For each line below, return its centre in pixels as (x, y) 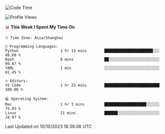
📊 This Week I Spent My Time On (40, 27)
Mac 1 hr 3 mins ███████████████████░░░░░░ (82, 104)
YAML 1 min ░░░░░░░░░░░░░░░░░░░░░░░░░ (82, 68)
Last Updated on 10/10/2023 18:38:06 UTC (49, 126)
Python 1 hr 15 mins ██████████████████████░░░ (82, 51)
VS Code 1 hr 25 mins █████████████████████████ (82, 85)
